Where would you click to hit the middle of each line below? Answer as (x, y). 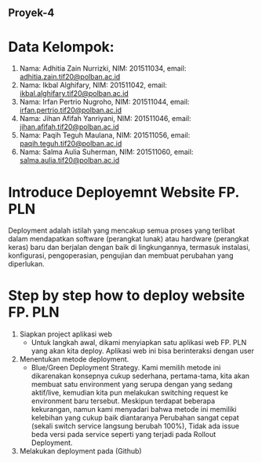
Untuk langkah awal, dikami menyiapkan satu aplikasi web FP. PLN (139, 343)
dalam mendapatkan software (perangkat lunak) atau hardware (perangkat (129, 239)
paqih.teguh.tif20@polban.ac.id (71, 144)
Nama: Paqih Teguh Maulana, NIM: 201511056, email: (105, 135)
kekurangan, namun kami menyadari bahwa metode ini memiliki (134, 410)
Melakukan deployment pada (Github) (81, 451)
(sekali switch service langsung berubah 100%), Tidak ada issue (135, 426)
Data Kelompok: (62, 47)
